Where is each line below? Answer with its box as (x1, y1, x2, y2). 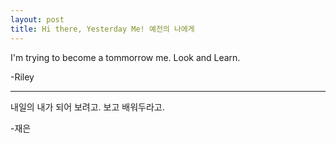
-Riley (10, 71, 35, 83)
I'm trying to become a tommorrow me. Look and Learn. (10, 51, 241, 63)
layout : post (10, 14, 65, 25)
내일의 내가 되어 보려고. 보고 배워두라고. (10, 101, 165, 113)
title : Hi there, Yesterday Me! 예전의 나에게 (10, 24, 195, 34)
